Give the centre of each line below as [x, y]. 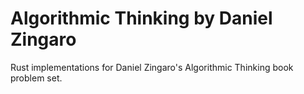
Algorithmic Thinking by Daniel [141, 18]
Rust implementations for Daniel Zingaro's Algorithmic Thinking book [152, 67]
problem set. [36, 78]
